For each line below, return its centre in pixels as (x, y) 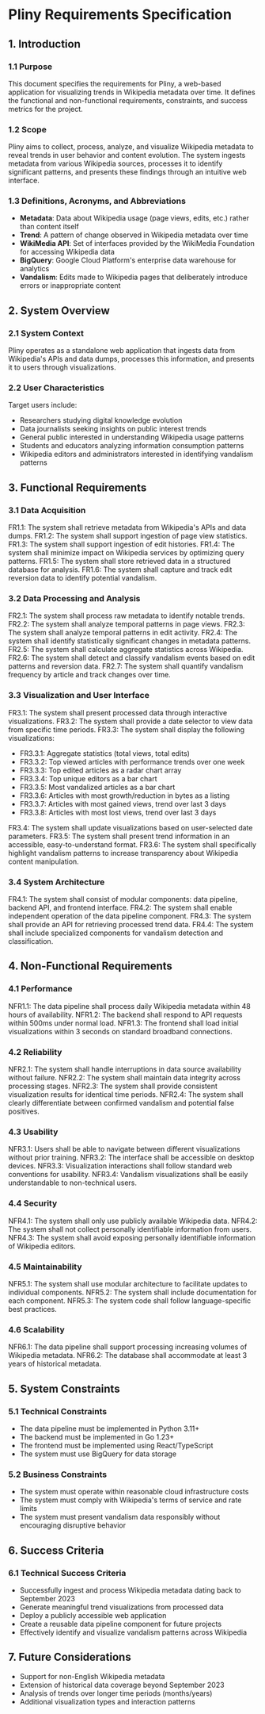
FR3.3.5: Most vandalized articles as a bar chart (97, 787)
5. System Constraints (64, 1388)
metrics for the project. (45, 109)
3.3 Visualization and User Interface (79, 696)
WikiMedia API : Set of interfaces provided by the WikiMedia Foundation (137, 243)
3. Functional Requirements (78, 487)
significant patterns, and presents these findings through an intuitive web (127, 172)
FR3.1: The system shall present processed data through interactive (118, 712)
